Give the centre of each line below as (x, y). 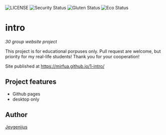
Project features (31, 82)
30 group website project (31, 41)
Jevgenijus (16, 127)
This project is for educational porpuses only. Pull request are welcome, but (83, 51)
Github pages (26, 94)
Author (16, 115)
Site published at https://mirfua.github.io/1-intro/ (55, 66)
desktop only (26, 99)
